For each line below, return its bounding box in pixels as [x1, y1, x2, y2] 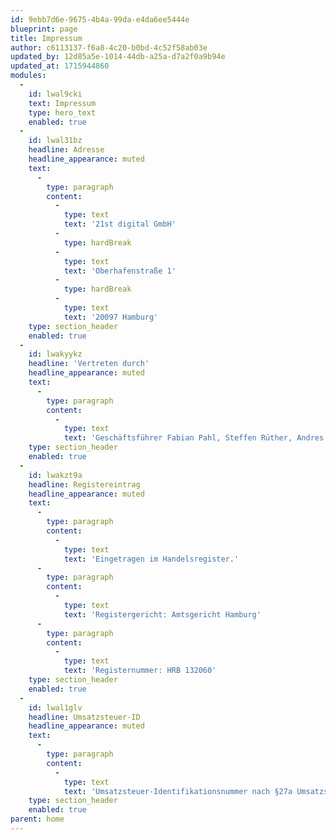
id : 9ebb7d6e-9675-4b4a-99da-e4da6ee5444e [10, 14, 190, 25]
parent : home [10, 814, 65, 825]
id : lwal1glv [28, 702, 83, 713]
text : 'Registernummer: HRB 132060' [63, 666, 217, 676]
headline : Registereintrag [28, 479, 141, 490]
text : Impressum [28, 98, 97, 108]
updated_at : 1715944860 [10, 61, 110, 71]
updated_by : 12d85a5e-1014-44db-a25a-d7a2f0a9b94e [10, 52, 226, 62]
